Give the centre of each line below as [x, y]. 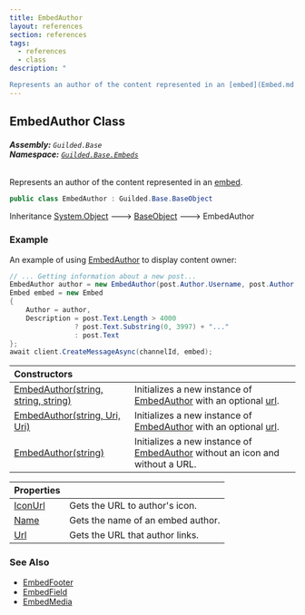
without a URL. [166, 464]
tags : [20, 43]
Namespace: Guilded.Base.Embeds [74, 154]
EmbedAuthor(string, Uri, [67, 415]
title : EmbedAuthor [46, 18]
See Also [30, 562]
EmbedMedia [47, 601]
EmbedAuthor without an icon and [207, 453]
